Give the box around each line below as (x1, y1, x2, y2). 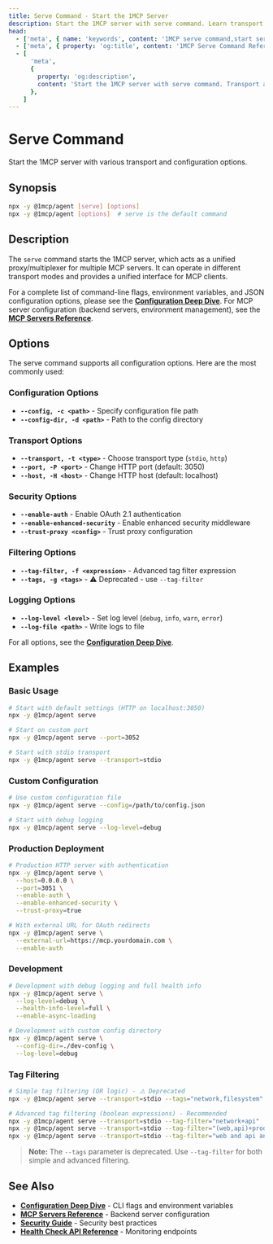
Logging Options (8, 594, 76, 606)
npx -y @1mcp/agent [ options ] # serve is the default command (8, 209, 227, 218)
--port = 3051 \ (15, 884, 63, 892)
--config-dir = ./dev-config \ (15, 1041, 115, 1050)
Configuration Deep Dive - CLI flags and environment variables (19, 1201, 234, 1211)
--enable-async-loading (15, 1012, 96, 1020)
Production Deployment (8, 843, 105, 854)
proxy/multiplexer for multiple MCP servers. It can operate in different (8, 262, 241, 273)
